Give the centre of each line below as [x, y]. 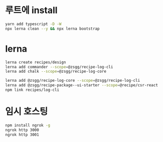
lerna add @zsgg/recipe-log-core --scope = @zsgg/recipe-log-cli [73, 81]
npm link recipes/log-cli [32, 90]
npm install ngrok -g [28, 125]
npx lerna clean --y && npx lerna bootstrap [52, 29]
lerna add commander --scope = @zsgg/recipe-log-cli [59, 67]
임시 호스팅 [27, 112]
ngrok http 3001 [22, 134]
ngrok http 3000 [22, 130]
